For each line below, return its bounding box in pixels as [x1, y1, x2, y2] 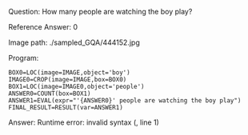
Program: [8, 54, 39, 62]
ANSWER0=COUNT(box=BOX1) [8, 89, 91, 97]
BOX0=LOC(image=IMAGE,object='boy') [8, 69, 130, 77]
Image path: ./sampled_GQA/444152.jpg [8, 38, 140, 47]
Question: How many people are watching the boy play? [8, 7, 193, 16]
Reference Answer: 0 [8, 22, 78, 31]
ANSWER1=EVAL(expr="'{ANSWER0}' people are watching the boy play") [8, 97, 242, 105]
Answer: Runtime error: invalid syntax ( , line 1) [8, 117, 160, 127]
